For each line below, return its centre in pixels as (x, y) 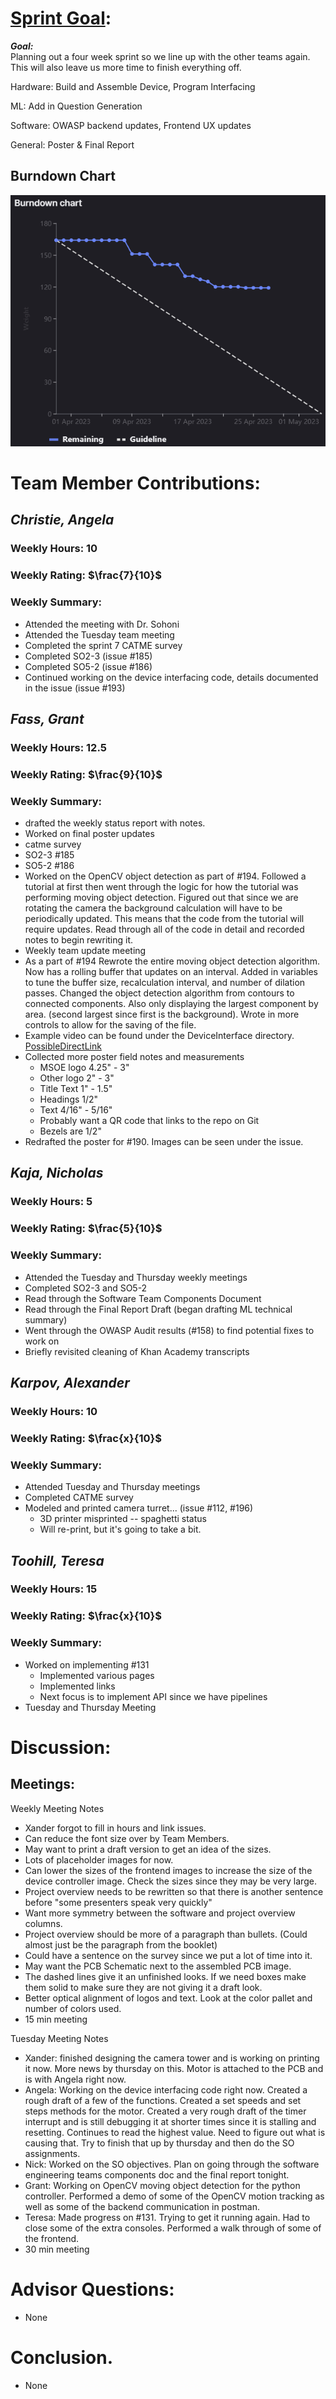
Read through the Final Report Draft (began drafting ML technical (158, 1309)
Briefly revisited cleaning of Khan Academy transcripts (137, 1351)
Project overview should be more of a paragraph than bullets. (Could (166, 1934)
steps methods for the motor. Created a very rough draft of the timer (165, 2111)
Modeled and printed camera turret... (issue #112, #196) (139, 1508)
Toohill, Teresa (57, 1560)
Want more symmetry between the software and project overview (160, 1913)
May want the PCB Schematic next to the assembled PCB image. (158, 1966)
